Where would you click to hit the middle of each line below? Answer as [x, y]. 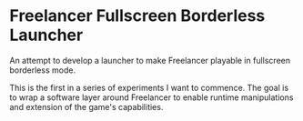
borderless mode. [42, 70]
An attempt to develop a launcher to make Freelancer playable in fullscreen [150, 60]
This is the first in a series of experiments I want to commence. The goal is [149, 87]
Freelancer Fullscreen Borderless [137, 16]
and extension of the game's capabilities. [86, 106]
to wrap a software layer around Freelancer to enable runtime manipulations [151, 97]
